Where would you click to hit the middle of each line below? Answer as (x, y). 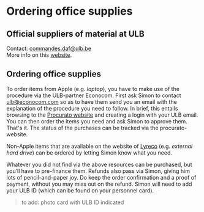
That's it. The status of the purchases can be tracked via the (82, 128)
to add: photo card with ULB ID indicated (73, 202)
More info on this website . (39, 55)
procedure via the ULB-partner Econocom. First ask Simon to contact (94, 95)
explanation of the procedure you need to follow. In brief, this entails (92, 108)
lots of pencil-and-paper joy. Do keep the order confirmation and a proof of (101, 177)
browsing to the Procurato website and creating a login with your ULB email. (102, 115)
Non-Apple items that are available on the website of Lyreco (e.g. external (100, 146)
